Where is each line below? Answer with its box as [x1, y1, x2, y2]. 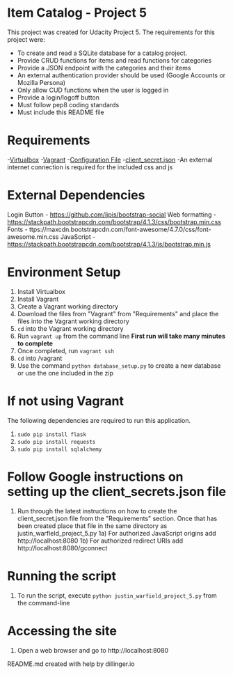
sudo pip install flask [17, 430, 87, 438]
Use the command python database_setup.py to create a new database [17, 361, 221, 370]
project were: [7, 35, 45, 43]
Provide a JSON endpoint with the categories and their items [17, 63, 191, 72]
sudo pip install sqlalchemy [17, 446, 102, 453]
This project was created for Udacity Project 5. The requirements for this [7, 28, 216, 36]
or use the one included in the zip [17, 368, 113, 377]
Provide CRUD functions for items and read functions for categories [17, 56, 212, 64]
